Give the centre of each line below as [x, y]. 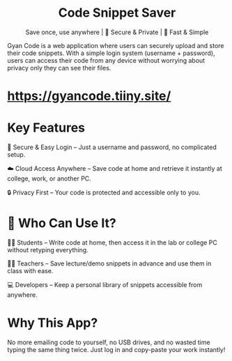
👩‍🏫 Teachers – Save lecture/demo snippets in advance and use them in [109, 263]
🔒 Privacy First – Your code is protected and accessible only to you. [104, 192]
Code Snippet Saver [117, 13]
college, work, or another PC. [49, 178]
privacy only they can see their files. [59, 68]
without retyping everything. [48, 250]
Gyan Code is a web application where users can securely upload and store [116, 45]
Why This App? [53, 323]
